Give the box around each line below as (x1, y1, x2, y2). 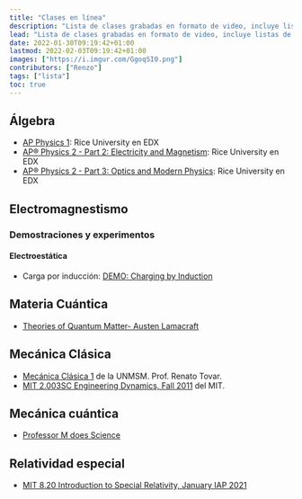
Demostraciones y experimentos (9, 228, 155, 241)
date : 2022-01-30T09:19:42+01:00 (9, 38, 135, 48)
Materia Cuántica (9, 297, 109, 312)
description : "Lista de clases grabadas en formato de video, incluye (9, 22, 280, 31)
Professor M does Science (22, 430, 121, 441)
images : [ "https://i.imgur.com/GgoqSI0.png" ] (9, 55, 182, 64)
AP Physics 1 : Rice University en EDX (22, 137, 160, 148)
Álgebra (9, 113, 56, 129)
